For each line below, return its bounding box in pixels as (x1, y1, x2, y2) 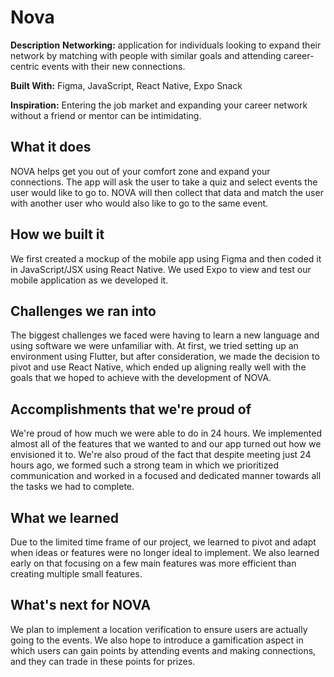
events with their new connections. (41, 60, 186, 72)
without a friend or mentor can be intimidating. (10, 109, 202, 121)
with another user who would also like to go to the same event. (10, 197, 269, 209)
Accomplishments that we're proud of (10, 401, 252, 418)
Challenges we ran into (10, 302, 157, 320)
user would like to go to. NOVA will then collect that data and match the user (10, 186, 324, 198)
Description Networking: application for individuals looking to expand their (10, 39, 322, 51)
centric (10, 60, 40, 72)
